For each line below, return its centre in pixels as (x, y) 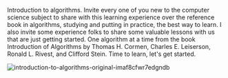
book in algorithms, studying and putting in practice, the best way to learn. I (114, 25)
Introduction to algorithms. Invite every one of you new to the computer (108, 10)
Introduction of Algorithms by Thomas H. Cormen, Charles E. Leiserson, (109, 47)
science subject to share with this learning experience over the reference (111, 17)
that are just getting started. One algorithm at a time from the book (101, 39)
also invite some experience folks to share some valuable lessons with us (111, 32)
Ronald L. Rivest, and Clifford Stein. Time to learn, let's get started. (102, 54)
